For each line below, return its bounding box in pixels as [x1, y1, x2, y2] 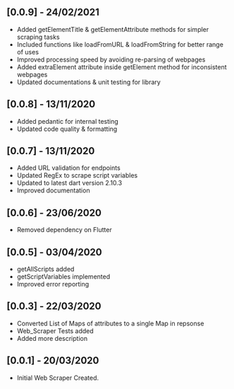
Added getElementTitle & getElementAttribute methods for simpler [16, 25, 209, 33]
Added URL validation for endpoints [16, 163, 121, 173]
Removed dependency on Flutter [16, 226, 112, 234]
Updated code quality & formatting [16, 124, 118, 133]
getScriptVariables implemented [16, 272, 111, 281]
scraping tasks [16, 33, 61, 41]
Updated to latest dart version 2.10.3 [16, 179, 123, 187]
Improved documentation [16, 186, 90, 194]
